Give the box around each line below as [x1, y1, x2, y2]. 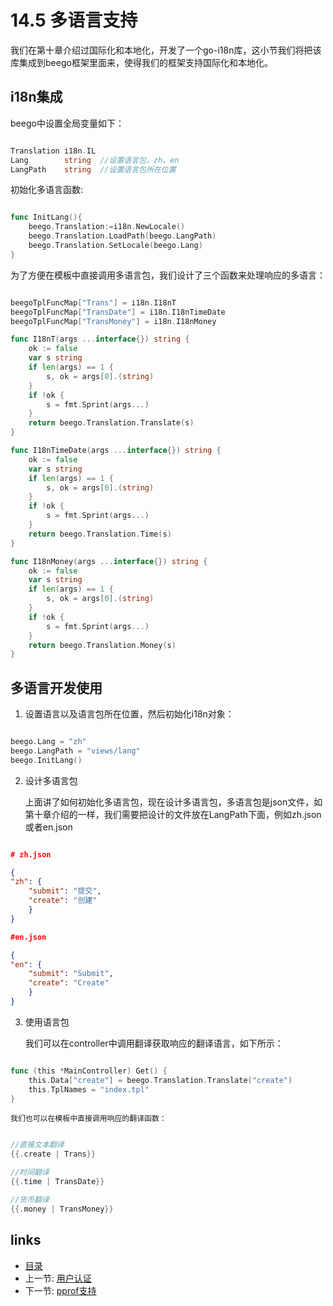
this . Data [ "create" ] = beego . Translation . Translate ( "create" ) [28, 1075, 293, 1085]
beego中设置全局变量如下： [10, 117, 125, 129]
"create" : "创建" [28, 896, 98, 906]
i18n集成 [10, 89, 63, 106]
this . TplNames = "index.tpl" [28, 1084, 150, 1095]
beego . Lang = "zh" [10, 737, 87, 747]
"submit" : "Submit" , [28, 969, 114, 979]
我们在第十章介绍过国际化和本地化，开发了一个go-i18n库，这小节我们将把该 [10, 44, 322, 56]
